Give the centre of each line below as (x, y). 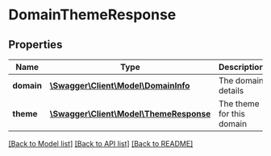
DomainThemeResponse (92, 15)
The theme (239, 104)
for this (232, 114)
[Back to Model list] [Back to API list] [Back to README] (101, 144)
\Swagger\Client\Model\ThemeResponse (130, 114)
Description (241, 67)
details (231, 90)
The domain (241, 80)
